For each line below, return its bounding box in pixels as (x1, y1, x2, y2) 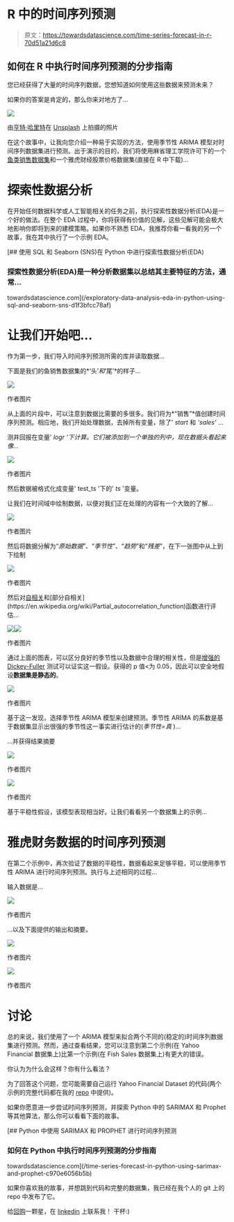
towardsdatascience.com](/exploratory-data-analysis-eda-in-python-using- (7, 293, 226, 302)
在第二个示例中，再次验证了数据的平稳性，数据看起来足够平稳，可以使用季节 (7, 859, 226, 867)
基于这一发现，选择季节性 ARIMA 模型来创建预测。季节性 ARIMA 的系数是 (7, 713, 217, 721)
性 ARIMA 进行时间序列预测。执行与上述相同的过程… (7, 867, 158, 876)
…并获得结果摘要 (7, 737, 56, 745)
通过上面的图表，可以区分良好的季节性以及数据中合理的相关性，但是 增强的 (7, 653, 220, 662)
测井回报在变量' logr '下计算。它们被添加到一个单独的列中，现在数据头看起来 (7, 433, 226, 441)
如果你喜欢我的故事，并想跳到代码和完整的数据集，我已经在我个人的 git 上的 (7, 1184, 225, 1192)
